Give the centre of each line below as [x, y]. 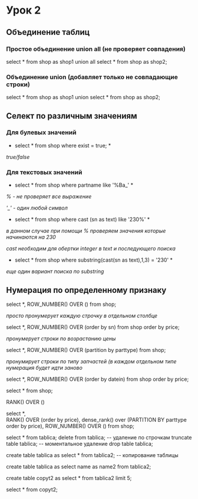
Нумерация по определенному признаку [86, 290]
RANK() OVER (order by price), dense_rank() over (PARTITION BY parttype [96, 419]
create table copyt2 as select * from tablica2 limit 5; [69, 478]
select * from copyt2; [32, 489]
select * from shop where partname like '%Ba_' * [74, 185]
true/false [18, 156]
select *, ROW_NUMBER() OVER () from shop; [61, 304]
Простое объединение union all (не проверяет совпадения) [96, 49]
